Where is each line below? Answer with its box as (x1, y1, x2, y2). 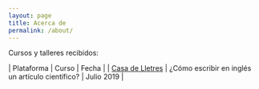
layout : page (8, 11, 52, 20)
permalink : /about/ (8, 26, 74, 34)
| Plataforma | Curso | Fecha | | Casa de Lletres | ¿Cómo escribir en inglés (8, 64, 252, 73)
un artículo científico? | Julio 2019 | (8, 72, 124, 82)
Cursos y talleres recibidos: (8, 48, 99, 58)
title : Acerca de (8, 19, 67, 27)
